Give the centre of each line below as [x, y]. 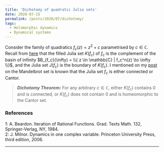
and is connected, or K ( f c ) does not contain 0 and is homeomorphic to [88, 95]
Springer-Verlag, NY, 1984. [32, 129]
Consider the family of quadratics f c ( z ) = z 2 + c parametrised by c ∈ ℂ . [77, 48]
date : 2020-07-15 [23, 14]
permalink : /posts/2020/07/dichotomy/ [44, 19]
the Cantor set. [32, 101]
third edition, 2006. [24, 139]
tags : [10, 23]
